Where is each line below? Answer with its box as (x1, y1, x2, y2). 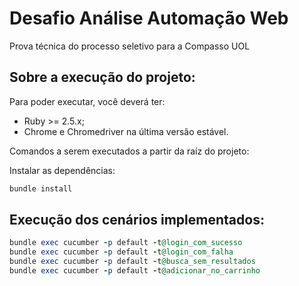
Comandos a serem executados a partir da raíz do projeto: (9, 145, 250, 157)
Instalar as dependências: (9, 164, 116, 176)
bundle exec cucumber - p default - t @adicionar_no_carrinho (9, 266, 261, 276)
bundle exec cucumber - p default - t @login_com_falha (9, 247, 234, 257)
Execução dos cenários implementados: (9, 212, 265, 229)
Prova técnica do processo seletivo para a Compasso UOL (9, 40, 251, 52)
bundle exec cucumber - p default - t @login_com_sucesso (9, 238, 243, 248)
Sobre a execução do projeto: (9, 69, 196, 86)
